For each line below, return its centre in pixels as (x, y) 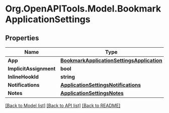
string (68, 77)
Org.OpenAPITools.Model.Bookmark (83, 9)
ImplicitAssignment (32, 69)
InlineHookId (23, 77)
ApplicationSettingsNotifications (100, 85)
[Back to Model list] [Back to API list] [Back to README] (63, 105)
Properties (22, 38)
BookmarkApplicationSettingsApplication (111, 61)
